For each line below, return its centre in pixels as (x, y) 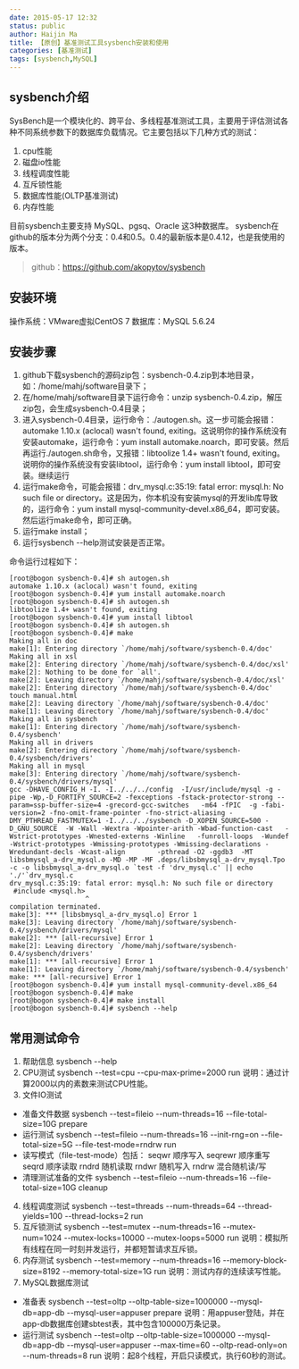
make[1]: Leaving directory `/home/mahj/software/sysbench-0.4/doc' (139, 711)
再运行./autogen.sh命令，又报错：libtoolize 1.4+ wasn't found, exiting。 (154, 453)
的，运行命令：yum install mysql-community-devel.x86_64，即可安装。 (154, 509)
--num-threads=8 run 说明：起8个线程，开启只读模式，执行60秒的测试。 (156, 1356)
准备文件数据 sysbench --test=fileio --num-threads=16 (123, 1114)
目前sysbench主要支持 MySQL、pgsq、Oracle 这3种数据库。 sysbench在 (144, 225)
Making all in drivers (51, 743)
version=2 (28, 813)
